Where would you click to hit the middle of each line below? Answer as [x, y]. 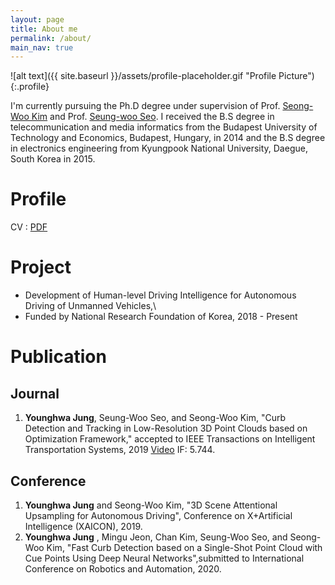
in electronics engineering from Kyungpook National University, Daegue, [159, 148]
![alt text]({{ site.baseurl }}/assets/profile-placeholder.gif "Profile [143, 76]
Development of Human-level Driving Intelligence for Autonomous [160, 295]
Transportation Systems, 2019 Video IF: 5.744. [120, 450]
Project [41, 267]
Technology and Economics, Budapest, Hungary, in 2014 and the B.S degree [168, 138]
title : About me [44, 29]
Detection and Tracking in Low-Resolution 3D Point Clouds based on [166, 428]
